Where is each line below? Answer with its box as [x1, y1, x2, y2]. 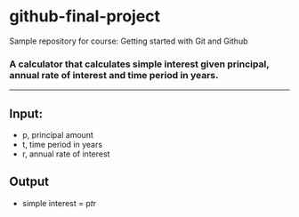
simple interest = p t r [21, 197, 96, 208]
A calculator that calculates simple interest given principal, [9, 58, 270, 70]
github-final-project [9, 6, 161, 27]
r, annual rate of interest [21, 149, 110, 159]
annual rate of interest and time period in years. [9, 68, 219, 81]
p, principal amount [21, 130, 93, 141]
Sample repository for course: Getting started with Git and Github [9, 36, 248, 46]
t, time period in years [21, 140, 103, 150]
